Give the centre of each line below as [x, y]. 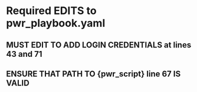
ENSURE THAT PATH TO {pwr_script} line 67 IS [93, 74]
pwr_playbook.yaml [56, 23]
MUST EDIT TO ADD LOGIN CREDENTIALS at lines [99, 45]
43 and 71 [24, 54]
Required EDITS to [51, 11]
